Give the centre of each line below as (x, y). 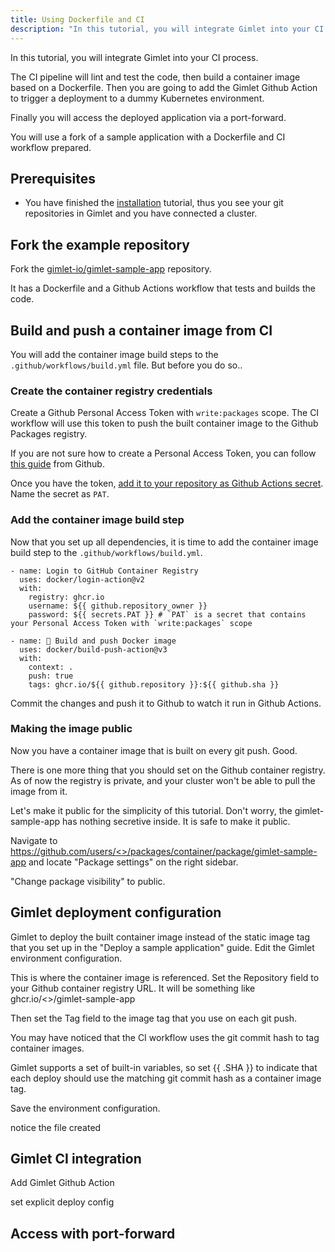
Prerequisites (53, 178)
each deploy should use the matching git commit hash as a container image (166, 1078)
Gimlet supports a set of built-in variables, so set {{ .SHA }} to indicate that (164, 1067)
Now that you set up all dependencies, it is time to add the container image (164, 542)
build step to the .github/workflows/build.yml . (106, 552)
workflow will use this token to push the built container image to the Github (164, 423)
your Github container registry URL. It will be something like (133, 988)
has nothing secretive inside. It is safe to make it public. (176, 821)
